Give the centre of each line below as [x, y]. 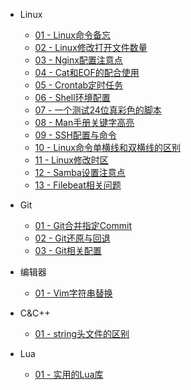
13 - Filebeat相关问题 [78, 185]
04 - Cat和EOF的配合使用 [87, 72]
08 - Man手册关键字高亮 [84, 122]
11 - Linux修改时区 [71, 160]
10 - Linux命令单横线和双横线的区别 [107, 147]
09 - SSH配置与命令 [75, 135]
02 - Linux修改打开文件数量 [91, 47]
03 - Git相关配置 [68, 250]
